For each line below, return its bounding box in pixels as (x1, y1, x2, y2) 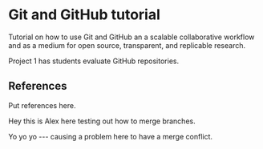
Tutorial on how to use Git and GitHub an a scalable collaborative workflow (8, 32, 255, 42)
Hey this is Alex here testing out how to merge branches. (8, 116, 196, 126)
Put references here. (8, 100, 76, 110)
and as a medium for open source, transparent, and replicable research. (8, 40, 246, 50)
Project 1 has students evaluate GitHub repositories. (8, 56, 179, 66)
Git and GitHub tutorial (8, 6, 160, 24)
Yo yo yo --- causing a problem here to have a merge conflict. (8, 131, 213, 141)
